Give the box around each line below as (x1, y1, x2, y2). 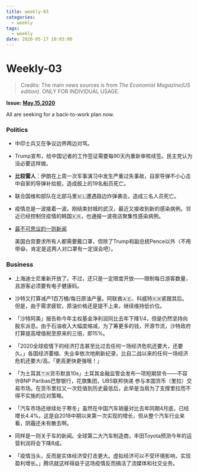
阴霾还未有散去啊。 (25, 419, 72, 426)
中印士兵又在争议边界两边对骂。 (14, 140, 93, 147)
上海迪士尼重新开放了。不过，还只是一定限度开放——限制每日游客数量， (14, 274, 191, 282)
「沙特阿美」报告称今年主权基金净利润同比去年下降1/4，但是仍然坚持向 (14, 315, 188, 322)
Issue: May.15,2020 (6, 99, 56, 106)
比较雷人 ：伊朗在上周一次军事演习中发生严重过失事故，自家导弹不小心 (14, 173, 186, 180)
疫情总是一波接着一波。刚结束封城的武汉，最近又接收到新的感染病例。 (14, 205, 186, 213)
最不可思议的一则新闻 (14, 225, 67, 232)
